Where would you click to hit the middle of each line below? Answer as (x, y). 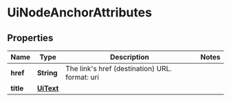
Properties (30, 38)
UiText (48, 88)
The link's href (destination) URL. (119, 68)
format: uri (82, 77)
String (47, 73)
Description (129, 57)
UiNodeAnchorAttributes (80, 13)
